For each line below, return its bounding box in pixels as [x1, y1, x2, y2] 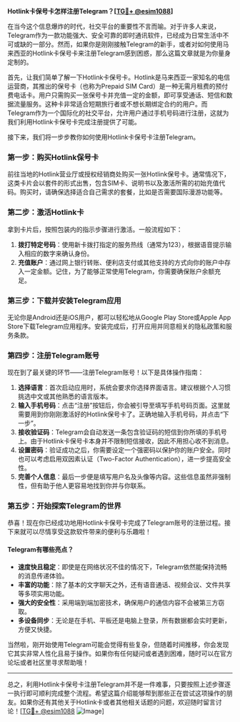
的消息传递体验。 [17, 571, 69, 580]
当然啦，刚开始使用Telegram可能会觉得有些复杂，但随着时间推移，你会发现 [7, 640, 229, 648]
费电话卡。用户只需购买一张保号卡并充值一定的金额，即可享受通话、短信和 [7, 91, 226, 99]
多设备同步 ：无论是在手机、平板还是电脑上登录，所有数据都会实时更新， [17, 616, 231, 624]
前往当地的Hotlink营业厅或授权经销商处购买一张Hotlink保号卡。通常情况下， [7, 170, 231, 179]
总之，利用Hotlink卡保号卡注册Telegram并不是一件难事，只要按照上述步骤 [7, 680, 225, 688]
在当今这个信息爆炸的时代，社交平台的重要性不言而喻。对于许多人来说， [7, 22, 220, 31]
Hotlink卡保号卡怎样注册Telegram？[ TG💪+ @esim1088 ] [7, 7, 174, 15]
